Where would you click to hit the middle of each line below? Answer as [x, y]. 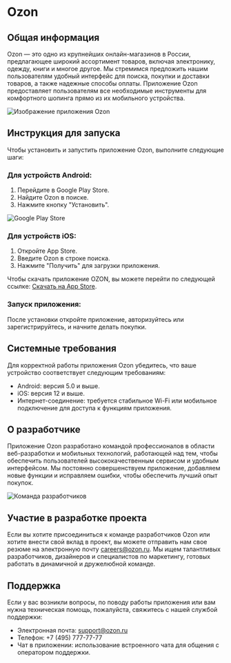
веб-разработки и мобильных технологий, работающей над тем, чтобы [113, 454]
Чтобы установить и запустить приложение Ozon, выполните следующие [115, 150]
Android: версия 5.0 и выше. [58, 386]
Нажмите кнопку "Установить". [63, 205]
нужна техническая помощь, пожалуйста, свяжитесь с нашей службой [112, 609]
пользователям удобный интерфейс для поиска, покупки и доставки [109, 76]
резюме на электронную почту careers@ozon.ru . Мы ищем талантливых [114, 549]
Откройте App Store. [47, 251]
